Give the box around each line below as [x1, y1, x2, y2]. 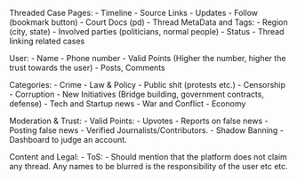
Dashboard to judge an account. [9, 135, 127, 145]
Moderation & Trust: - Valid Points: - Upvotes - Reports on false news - [9, 115, 269, 126]
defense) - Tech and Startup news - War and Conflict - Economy [9, 98, 246, 109]
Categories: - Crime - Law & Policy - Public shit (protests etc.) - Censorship [9, 80, 286, 90]
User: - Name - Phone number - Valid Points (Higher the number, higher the [9, 53, 286, 63]
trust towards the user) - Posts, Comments [9, 62, 166, 73]
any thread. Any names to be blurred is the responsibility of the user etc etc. [9, 161, 289, 171]
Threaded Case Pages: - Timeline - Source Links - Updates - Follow [9, 8, 258, 18]
